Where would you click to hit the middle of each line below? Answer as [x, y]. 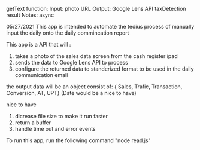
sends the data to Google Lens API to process [72, 62]
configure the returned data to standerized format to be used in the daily [104, 69]
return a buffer [33, 123]
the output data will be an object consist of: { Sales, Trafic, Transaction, [94, 87]
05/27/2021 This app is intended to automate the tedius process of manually [100, 27]
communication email [41, 75]
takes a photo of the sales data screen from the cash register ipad [96, 56]
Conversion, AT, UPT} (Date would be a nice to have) [71, 93]
